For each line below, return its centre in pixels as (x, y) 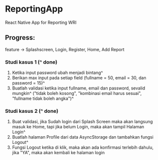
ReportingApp (34, 9)
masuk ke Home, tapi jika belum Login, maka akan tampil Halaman (78, 127)
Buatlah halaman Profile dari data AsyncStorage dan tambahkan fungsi (83, 137)
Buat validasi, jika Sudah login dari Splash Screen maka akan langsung (82, 122)
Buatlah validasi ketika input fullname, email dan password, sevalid (79, 88)
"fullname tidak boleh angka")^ (43, 99)
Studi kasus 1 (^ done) (31, 62)
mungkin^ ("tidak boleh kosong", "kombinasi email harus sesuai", (77, 93)
